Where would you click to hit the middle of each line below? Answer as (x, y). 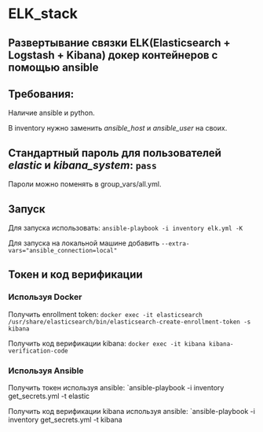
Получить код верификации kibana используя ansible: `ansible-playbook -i (131, 411)
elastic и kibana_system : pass (82, 165)
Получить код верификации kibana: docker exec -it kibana (107, 343)
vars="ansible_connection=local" (63, 251)
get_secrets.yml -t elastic (49, 396)
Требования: (41, 94)
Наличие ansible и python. (52, 113)
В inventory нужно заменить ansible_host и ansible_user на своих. (118, 128)
